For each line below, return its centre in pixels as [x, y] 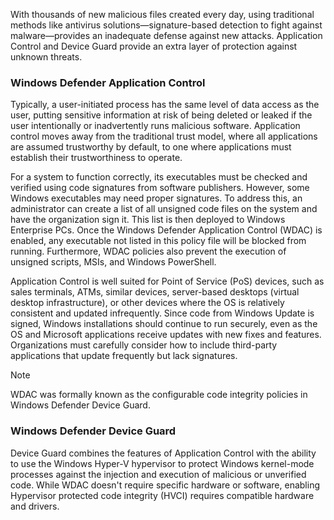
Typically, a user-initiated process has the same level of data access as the [165, 105]
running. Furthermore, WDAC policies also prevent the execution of [148, 251]
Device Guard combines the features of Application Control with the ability [163, 453]
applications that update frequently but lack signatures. [124, 356]
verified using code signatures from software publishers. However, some [160, 188]
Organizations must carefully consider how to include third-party [144, 345]
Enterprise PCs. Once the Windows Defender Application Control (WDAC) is [166, 230]
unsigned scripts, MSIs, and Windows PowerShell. [113, 262]
